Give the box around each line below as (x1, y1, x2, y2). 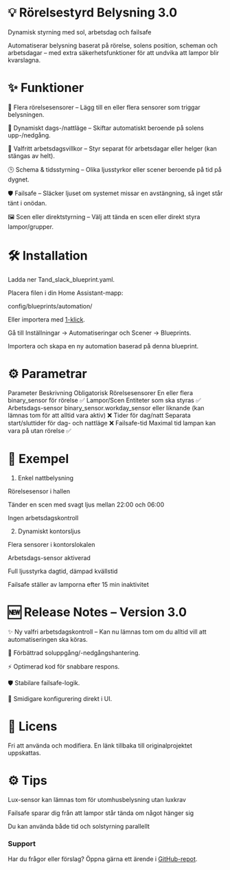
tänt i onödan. (8, 199, 47, 207)
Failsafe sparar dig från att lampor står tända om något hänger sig (8, 809, 194, 817)
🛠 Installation (8, 248, 88, 264)
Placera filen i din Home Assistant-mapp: (8, 289, 124, 297)
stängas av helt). (8, 151, 56, 159)
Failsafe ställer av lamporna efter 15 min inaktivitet (8, 580, 150, 588)
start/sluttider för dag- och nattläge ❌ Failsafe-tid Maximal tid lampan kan (8, 419, 216, 427)
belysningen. (8, 110, 45, 118)
